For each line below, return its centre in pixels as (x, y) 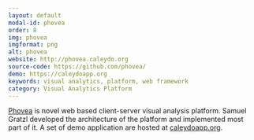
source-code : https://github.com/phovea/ (77, 67)
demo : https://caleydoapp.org (58, 74)
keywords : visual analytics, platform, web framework (99, 81)
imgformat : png (33, 45)
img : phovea (28, 37)
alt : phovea (28, 52)
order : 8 (22, 30)
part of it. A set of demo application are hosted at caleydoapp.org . (116, 127)
